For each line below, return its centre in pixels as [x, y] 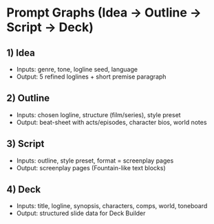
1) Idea [21, 53]
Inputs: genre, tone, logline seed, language [77, 69]
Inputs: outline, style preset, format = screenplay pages [95, 161]
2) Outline [28, 98]
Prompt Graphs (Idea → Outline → [104, 13]
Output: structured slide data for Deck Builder [81, 213]
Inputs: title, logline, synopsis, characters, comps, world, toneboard [112, 206]
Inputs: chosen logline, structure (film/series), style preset [98, 114]
